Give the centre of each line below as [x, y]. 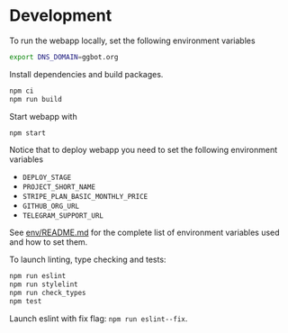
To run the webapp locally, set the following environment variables [132, 40]
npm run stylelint [44, 284]
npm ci [22, 91]
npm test [26, 301]
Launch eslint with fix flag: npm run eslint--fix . [99, 318]
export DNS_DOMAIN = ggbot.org [64, 57]
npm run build [36, 99]
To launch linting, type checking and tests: [88, 260]
